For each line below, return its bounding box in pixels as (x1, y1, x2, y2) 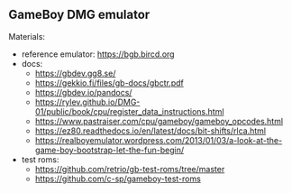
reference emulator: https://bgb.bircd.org (21, 49, 175, 60)
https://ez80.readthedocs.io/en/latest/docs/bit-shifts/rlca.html (34, 125, 267, 136)
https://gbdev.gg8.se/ (34, 68, 116, 78)
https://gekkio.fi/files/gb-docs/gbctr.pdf (34, 77, 184, 88)
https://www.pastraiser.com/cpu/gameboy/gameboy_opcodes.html (34, 115, 284, 126)
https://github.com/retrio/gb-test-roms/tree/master (34, 163, 225, 174)
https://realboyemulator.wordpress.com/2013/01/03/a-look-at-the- (34, 134, 283, 145)
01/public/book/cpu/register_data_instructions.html (34, 106, 224, 116)
